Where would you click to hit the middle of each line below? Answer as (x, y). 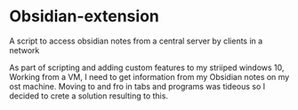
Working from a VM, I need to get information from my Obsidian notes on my (149, 76)
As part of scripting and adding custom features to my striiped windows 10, (147, 67)
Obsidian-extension (85, 16)
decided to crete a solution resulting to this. (89, 96)
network (24, 50)
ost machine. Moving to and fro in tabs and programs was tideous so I (137, 86)
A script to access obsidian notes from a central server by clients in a (136, 41)
